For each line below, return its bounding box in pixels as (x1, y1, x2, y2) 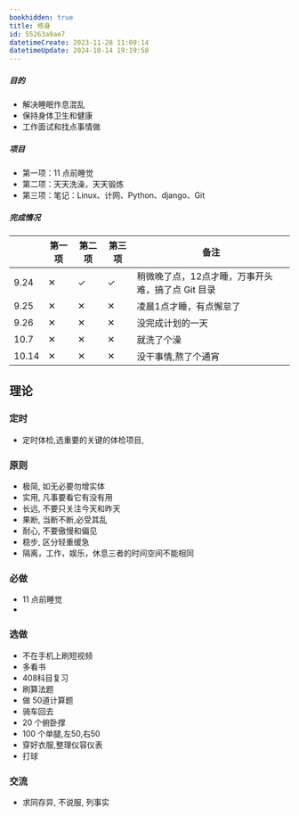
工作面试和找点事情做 (21, 121, 101, 132)
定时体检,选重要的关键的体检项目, (21, 434, 144, 445)
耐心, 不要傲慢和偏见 (21, 525, 98, 536)
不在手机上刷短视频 (21, 650, 93, 661)
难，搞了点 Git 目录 (136, 284, 216, 296)
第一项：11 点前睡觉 (21, 168, 94, 178)
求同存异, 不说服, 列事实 (21, 796, 109, 807)
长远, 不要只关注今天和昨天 (21, 503, 121, 514)
